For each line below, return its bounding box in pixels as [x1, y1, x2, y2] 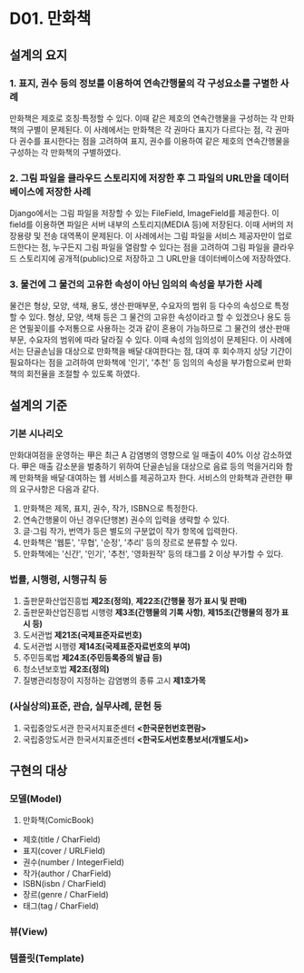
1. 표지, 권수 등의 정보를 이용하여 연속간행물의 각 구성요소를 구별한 [9, 76, 279, 89]
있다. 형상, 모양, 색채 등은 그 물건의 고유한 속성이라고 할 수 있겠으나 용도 [28, 312, 282, 323]
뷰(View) [9, 926, 48, 938]
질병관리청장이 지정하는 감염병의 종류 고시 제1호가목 [22, 675, 206, 686]
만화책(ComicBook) [22, 815, 94, 826]
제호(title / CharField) [22, 834, 102, 845]
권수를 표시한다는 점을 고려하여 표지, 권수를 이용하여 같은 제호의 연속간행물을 [18, 135, 290, 146]
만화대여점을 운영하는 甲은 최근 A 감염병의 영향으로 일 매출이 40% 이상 [9, 450, 261, 461]
